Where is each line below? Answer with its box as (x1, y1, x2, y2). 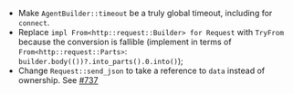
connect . (17, 17, 50, 28)
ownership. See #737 (17, 75, 99, 85)
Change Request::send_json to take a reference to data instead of (17, 65, 266, 76)
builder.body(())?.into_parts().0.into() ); (17, 56, 184, 66)
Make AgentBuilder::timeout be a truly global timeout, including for (17, 8, 273, 18)
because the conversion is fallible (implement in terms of (17, 36, 232, 47)
